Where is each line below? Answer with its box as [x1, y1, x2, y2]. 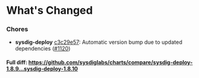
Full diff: [6, 59, 28, 66]
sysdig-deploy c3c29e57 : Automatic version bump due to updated [15, 38, 183, 46]
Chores [6, 25, 28, 34]
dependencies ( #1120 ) [15, 45, 71, 52]
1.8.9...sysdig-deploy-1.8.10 [6, 65, 79, 73]
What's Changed [6, 4, 93, 17]
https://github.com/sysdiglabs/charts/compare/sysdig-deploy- [28, 59, 193, 66]
